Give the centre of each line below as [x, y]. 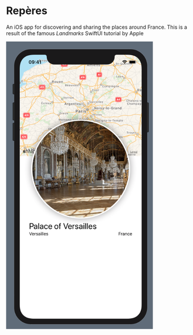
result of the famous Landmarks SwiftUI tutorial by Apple [75, 33]
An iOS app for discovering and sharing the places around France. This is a [97, 27]
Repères [27, 11]
